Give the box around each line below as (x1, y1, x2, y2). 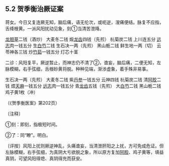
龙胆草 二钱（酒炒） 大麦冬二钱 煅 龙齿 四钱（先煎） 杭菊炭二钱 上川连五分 (5, 36, 156, 42)
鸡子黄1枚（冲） (5, 89, 38, 95)
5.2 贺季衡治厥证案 (5, 5, 64, 14)
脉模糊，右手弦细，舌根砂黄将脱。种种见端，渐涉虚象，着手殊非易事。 (5, 66, 151, 72)
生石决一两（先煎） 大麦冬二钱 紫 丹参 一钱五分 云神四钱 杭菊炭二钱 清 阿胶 (5, 76, 157, 82)
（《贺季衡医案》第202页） (5, 100, 60, 106)
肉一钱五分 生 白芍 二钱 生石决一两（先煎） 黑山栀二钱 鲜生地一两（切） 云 (10, 42, 161, 48)
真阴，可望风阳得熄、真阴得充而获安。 (5, 155, 84, 161)
